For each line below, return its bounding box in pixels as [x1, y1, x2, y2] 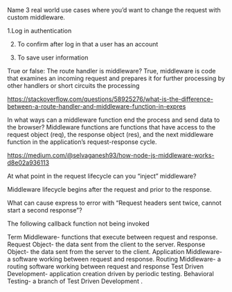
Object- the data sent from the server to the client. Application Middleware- [7, 248, 223, 255]
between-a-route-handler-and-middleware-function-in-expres [7, 102, 186, 110]
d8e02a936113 [7, 158, 50, 167]
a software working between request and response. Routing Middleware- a [7, 255, 222, 263]
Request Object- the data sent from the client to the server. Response [7, 240, 206, 248]
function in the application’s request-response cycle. [7, 138, 157, 146]
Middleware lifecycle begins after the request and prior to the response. [7, 185, 212, 193]
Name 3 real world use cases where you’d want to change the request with [7, 6, 222, 14]
